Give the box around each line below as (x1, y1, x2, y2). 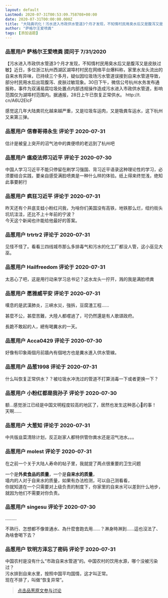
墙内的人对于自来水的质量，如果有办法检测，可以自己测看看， (5, 477, 132, 483)
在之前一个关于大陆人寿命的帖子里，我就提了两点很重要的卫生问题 (5, 460, 141, 467)
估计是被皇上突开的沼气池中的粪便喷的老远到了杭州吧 (5, 140, 115, 146)
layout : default (5, 7, 39, 13)
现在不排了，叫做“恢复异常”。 (5, 577, 66, 583)
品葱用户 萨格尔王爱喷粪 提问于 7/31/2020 (5, 48, 106, 55)
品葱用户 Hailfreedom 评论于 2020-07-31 (5, 264, 105, 271)
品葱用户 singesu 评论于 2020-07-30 (5, 504, 96, 511)
